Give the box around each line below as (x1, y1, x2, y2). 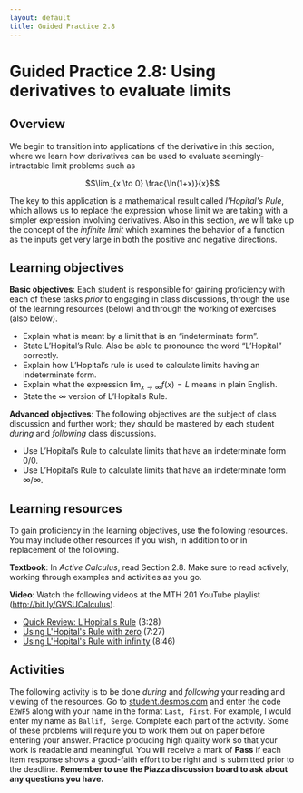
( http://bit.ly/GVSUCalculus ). (9, 598, 116, 609)
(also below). (9, 313, 58, 324)
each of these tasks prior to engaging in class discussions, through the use (9, 294, 290, 305)
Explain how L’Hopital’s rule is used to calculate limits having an (22, 360, 260, 371)
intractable (9, 160, 50, 171)
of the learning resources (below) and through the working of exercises (9, 304, 277, 315)
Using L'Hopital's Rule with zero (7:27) (22, 626, 166, 637)
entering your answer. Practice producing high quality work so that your (9, 734, 279, 746)
